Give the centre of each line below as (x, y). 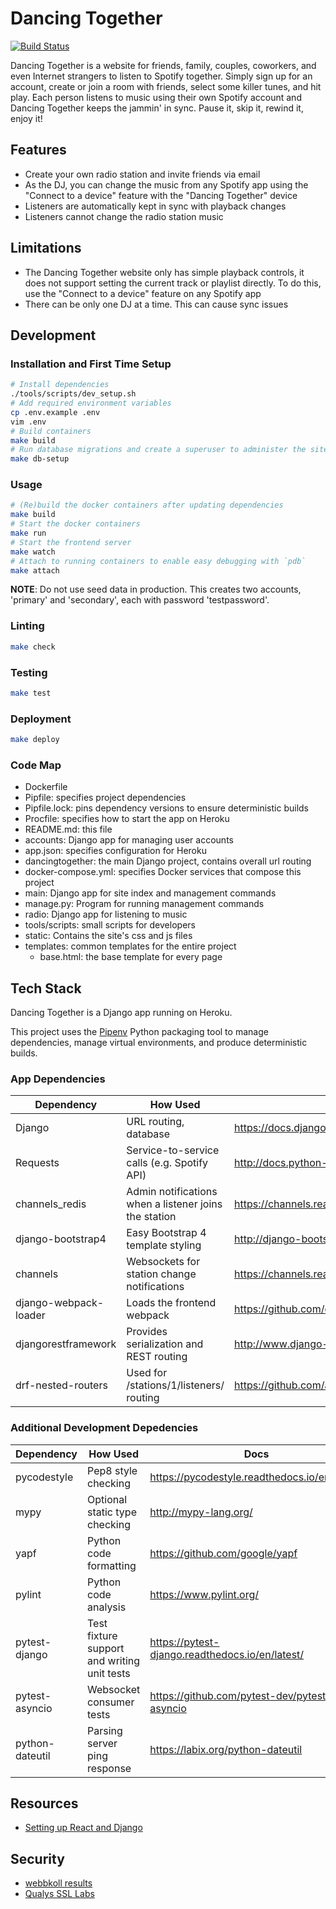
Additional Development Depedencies (104, 1428)
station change (161, 1274)
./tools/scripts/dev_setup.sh (73, 394)
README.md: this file (68, 829)
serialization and (165, 1344)
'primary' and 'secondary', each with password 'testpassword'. (140, 600)
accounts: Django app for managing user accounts (129, 840)
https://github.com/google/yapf (223, 1553)
